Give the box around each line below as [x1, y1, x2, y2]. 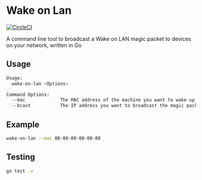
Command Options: [6, 92, 50, 98]
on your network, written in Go [6, 42, 82, 49]
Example [6, 119, 40, 129]
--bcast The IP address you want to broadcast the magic [11, 103, 185, 109]
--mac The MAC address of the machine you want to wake [11, 97, 187, 103]
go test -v [6, 168, 34, 174]
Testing [6, 152, 35, 163]
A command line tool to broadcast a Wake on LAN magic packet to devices [6, 35, 191, 42]
